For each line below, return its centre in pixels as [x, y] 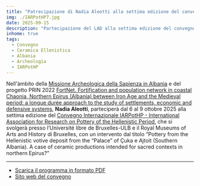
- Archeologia [29, 61]
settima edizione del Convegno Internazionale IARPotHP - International [93, 115]
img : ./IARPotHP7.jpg [33, 17]
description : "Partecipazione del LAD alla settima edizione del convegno [101, 28]
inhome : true [22, 34]
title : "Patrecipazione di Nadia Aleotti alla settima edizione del [93, 12]
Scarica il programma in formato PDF [60, 171]
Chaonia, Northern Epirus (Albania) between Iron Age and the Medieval [93, 96]
